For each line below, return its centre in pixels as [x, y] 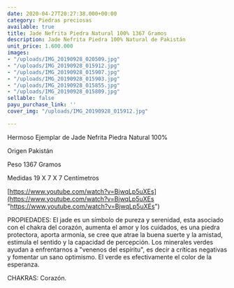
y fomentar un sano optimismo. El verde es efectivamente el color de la [109, 257]
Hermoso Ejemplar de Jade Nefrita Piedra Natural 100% [88, 137]
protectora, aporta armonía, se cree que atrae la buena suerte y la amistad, [115, 234]
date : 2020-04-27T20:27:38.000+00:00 [62, 14]
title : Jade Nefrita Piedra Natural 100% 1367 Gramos [87, 33]
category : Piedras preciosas [50, 20]
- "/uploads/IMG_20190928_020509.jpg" [64, 59]
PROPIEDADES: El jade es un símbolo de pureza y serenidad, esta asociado [116, 219]
